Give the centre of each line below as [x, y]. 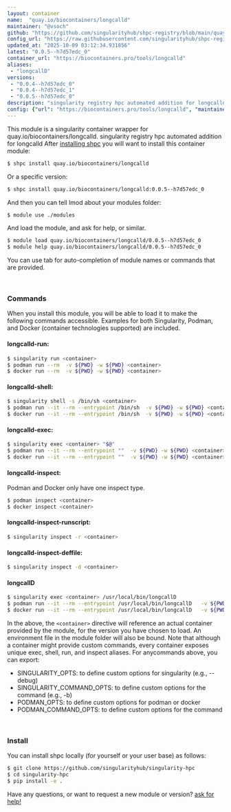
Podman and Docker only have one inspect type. [76, 488]
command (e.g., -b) [45, 694]
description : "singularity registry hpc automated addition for [101, 103]
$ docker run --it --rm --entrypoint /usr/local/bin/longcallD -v [107, 610]
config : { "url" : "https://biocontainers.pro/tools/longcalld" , [100, 109]
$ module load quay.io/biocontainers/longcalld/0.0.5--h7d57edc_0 [104, 241]
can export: [23, 659]
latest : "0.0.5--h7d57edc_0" [49, 52]
